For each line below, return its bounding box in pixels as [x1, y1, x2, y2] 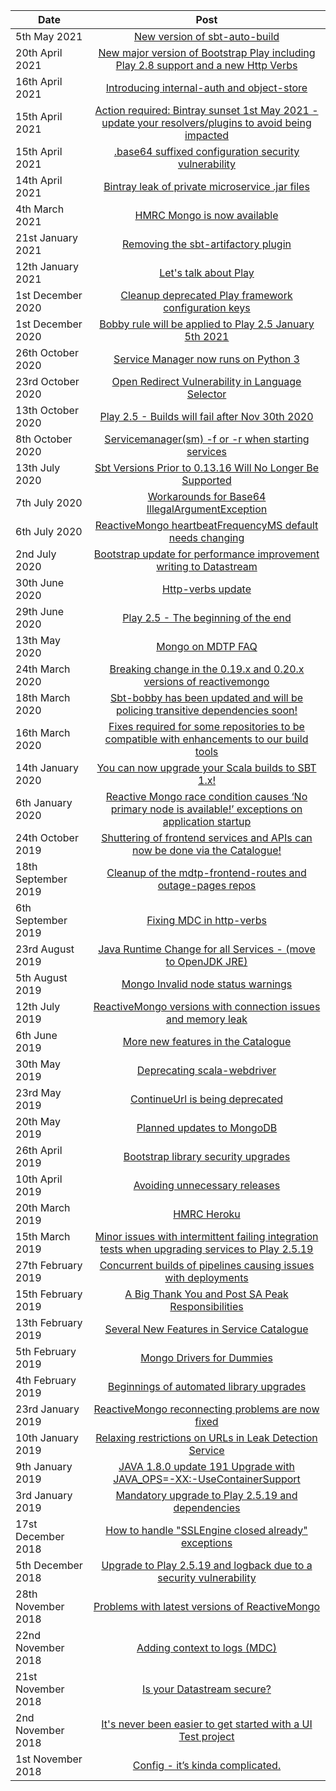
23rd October [15, 375, 80, 388]
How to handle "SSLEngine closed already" [105, 1524, 308, 1537]
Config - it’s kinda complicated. [132, 1759, 282, 1772]
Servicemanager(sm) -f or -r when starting [104, 432, 310, 446]
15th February [15, 1287, 83, 1301]
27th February [15, 1259, 83, 1272]
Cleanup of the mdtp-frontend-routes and [106, 866, 307, 879]
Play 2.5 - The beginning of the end [122, 611, 292, 624]
